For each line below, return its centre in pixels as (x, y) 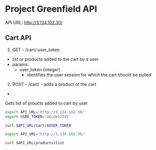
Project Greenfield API (51, 9)
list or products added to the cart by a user (55, 59)
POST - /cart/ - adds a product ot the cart (54, 84)
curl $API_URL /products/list (35, 143)
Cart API (18, 38)
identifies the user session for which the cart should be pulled (89, 75)
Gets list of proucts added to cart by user (46, 103)
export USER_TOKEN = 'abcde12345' (38, 117)
